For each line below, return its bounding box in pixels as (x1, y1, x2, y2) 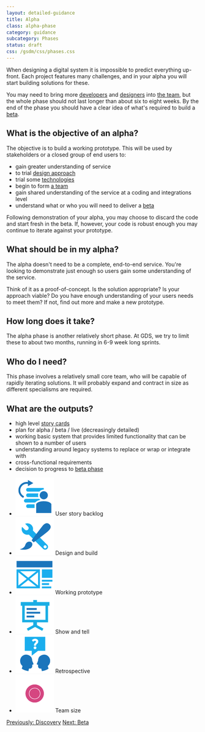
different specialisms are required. (6, 386, 93, 393)
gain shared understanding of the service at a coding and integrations (15, 188, 192, 196)
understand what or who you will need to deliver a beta (15, 202, 154, 209)
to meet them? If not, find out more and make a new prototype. (6, 298, 165, 306)
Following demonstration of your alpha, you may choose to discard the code (6, 213, 199, 221)
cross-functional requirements (15, 459, 92, 466)
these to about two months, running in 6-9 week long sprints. (6, 339, 161, 346)
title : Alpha (6, 16, 40, 23)
